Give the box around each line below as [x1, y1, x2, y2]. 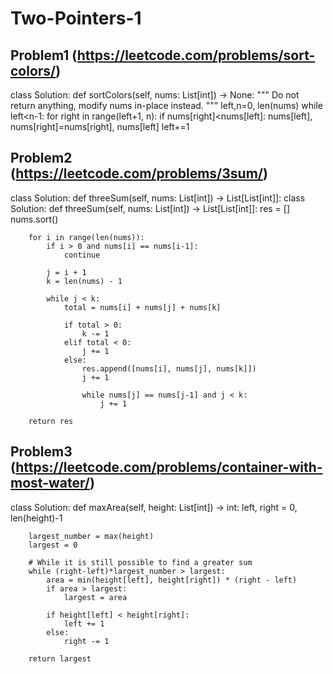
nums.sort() [10, 213, 59, 225]
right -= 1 [63, 636, 110, 646]
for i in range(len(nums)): [28, 232, 145, 242]
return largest [28, 653, 92, 664]
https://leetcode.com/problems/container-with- [15, 459, 323, 476]
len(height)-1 [10, 512, 63, 524]
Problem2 [10, 150, 73, 167]
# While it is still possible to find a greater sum [28, 557, 253, 567]
